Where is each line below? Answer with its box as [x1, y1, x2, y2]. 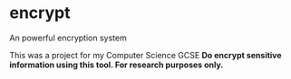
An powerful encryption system [9, 32, 127, 43]
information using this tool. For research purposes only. [9, 59, 224, 70]
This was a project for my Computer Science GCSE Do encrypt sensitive [9, 49, 283, 60]
